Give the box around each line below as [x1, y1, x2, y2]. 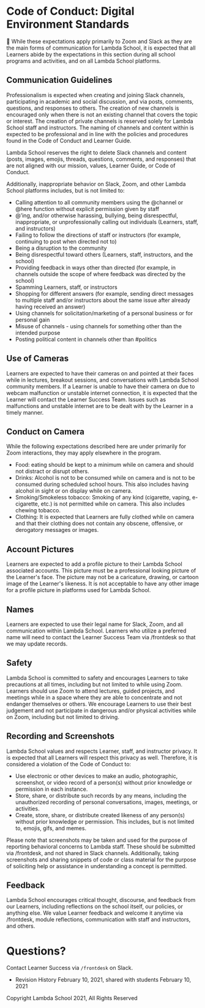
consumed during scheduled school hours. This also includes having [15, 480, 189, 488]
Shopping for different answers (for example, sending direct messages [15, 290, 194, 297]
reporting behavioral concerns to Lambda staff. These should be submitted [6, 842, 196, 850]
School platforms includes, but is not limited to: [6, 187, 125, 194]
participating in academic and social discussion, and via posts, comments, [6, 98, 194, 105]
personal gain [15, 316, 50, 323]
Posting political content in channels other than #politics [15, 336, 157, 343]
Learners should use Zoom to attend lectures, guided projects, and [6, 687, 175, 694]
